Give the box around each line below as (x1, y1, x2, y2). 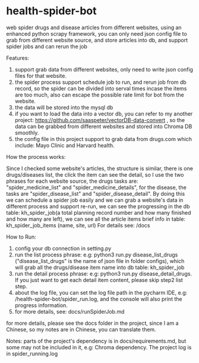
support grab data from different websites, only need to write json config (14, 65, 193, 73)
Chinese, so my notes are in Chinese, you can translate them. (6, 326, 156, 333)
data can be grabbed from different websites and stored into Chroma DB (14, 123, 192, 130)
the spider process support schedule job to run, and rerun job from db (14, 79, 187, 86)
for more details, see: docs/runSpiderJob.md (14, 308, 125, 315)
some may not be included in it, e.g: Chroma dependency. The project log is (6, 343, 192, 351)
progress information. (14, 302, 68, 309)
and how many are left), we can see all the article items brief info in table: (6, 215, 186, 223)
